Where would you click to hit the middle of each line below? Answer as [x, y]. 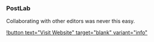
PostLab [18, 8]
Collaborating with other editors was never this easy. [71, 21]
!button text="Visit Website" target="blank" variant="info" [77, 33]
